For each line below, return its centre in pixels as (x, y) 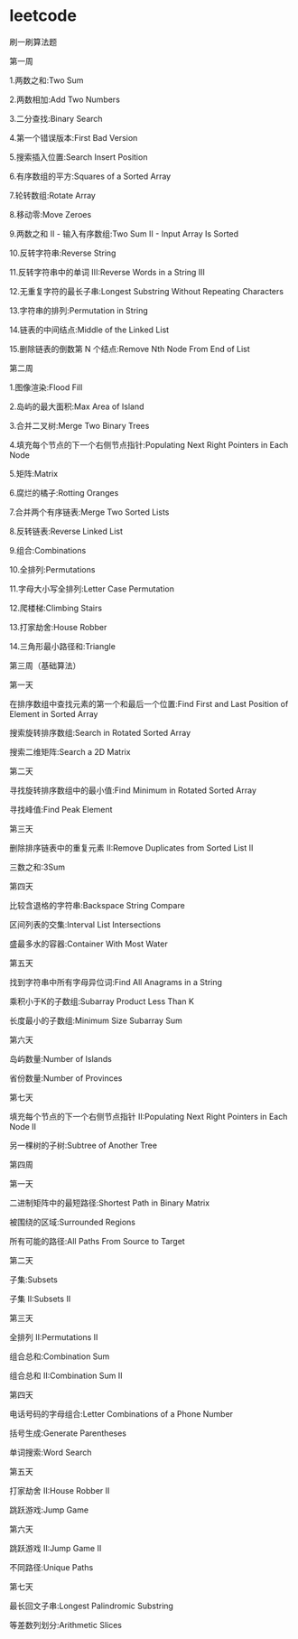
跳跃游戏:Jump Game (49, 1510)
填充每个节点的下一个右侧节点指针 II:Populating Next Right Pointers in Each (149, 1116)
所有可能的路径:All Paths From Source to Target (97, 1241)
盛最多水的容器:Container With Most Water (89, 944)
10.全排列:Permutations (52, 569)
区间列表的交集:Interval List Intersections (85, 924)
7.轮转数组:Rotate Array (53, 195)
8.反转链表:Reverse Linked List (66, 531)
